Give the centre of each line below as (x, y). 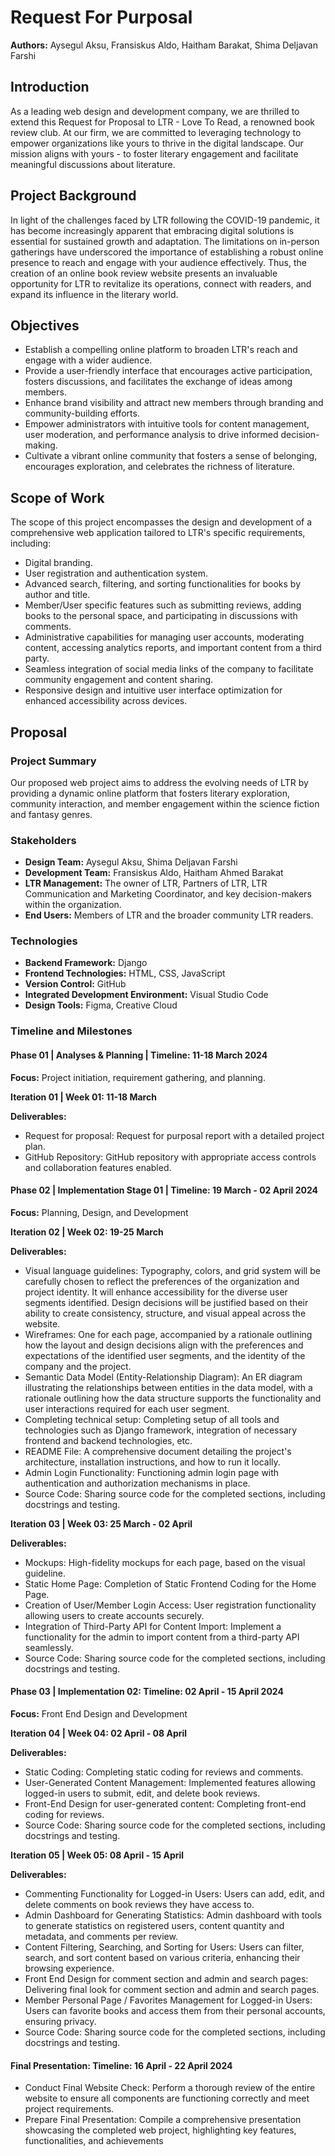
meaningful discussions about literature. (93, 164)
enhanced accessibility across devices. (106, 701)
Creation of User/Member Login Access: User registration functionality (170, 1605)
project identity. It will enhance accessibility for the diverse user (156, 1292)
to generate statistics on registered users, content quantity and (154, 1925)
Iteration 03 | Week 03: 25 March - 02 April (101, 1523)
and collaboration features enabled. (98, 1167)
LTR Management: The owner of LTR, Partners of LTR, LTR (146, 883)
